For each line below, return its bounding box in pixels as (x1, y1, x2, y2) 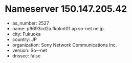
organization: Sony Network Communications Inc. (12, 41, 117, 48)
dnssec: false (12, 52, 41, 59)
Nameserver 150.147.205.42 (5, 3, 127, 15)
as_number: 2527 (12, 20, 49, 26)
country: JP (12, 36, 37, 43)
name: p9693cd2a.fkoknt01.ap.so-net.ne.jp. (12, 25, 105, 31)
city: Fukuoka (12, 31, 41, 37)
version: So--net (12, 47, 47, 53)
